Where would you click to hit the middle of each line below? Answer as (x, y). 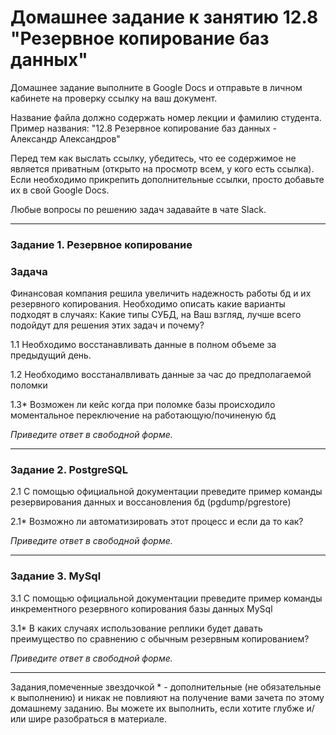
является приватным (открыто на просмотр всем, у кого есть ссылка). (162, 168)
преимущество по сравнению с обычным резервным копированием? (160, 638)
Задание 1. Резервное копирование (101, 244)
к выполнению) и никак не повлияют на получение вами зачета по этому (167, 697)
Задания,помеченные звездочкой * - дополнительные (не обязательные (166, 687)
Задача (29, 271)
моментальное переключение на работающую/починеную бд (143, 415)
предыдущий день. (51, 355)
